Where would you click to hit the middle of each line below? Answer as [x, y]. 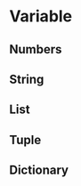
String [27, 79]
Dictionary [39, 170]
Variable [41, 16]
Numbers [36, 49]
